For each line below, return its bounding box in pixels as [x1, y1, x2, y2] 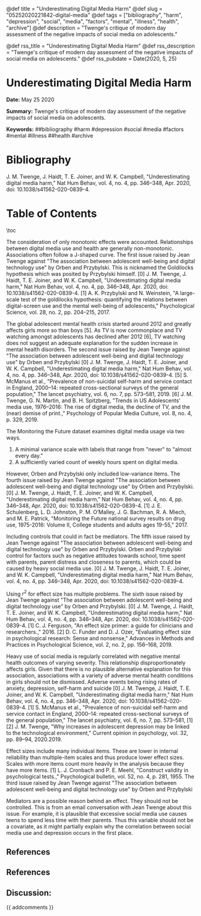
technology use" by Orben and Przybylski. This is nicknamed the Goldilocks [6, 264, 194, 271]
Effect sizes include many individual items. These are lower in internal [6, 748, 178, 755]
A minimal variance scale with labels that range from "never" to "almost [14, 445, 192, 453]
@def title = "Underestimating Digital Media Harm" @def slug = [6, 5, 163, 12]
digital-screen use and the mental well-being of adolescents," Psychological [6, 302, 195, 309]
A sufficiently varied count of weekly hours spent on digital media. [14, 458, 179, 465]
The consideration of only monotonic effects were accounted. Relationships [6, 238, 194, 245]
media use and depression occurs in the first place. [6, 829, 133, 837]
